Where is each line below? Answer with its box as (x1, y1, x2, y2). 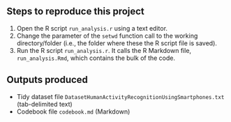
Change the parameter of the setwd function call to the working (16, 31, 198, 40)
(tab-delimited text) (16, 100, 73, 108)
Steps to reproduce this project (6, 6, 144, 17)
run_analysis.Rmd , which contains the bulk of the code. (16, 54, 176, 62)
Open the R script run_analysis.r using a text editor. (16, 24, 168, 32)
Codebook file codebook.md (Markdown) (16, 107, 131, 116)
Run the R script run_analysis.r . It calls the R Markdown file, (16, 46, 192, 54)
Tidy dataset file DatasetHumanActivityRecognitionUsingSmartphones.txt (16, 92, 225, 100)
